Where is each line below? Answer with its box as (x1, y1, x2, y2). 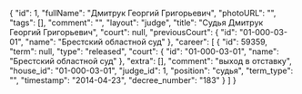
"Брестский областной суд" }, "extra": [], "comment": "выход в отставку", (9, 56, 293, 66)
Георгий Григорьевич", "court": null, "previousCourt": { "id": (9, 27, 238, 37)
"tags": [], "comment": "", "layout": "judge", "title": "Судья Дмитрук (9, 17, 264, 28)
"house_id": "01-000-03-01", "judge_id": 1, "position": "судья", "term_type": (9, 65, 294, 76)
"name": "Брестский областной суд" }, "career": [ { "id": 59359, (25, 36, 268, 47)
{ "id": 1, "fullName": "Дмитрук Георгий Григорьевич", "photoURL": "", (9, 8, 277, 18)
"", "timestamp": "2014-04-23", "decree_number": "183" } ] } (9, 75, 237, 85)
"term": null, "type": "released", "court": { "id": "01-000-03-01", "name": (9, 46, 279, 57)
